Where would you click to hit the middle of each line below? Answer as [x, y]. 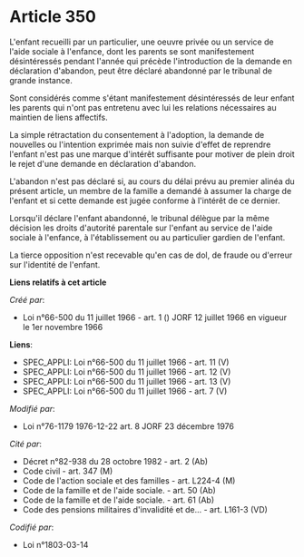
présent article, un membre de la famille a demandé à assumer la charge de [151, 191]
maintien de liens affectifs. [59, 117]
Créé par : [27, 299]
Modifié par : [33, 408]
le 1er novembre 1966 [63, 327]
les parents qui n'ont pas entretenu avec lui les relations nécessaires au [143, 107]
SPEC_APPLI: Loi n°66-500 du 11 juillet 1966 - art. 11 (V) [126, 362]
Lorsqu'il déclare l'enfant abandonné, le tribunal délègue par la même [139, 218]
